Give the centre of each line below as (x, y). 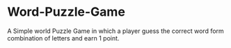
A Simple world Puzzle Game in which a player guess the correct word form (115, 31)
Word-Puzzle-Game (66, 12)
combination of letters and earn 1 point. (63, 38)
